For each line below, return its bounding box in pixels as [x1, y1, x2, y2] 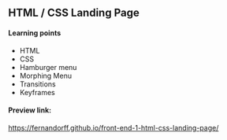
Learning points [8, 28, 61, 38]
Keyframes [19, 87, 55, 97]
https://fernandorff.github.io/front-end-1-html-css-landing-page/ [8, 123, 219, 132]
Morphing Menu [19, 71, 73, 80]
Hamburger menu [19, 62, 77, 72]
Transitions [19, 79, 57, 89]
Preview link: [8, 105, 52, 115]
